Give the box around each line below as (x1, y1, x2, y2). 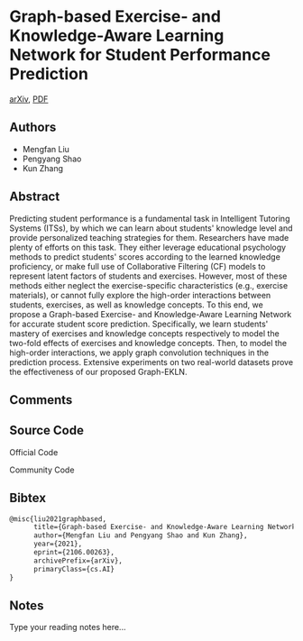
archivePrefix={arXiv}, (32, 556, 124, 565)
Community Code (9, 464, 75, 475)
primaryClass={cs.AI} (32, 564, 115, 573)
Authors (9, 120, 57, 135)
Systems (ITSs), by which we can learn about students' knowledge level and (9, 223, 293, 234)
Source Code (9, 423, 84, 438)
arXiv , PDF (9, 93, 49, 105)
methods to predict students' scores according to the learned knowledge (9, 251, 281, 262)
